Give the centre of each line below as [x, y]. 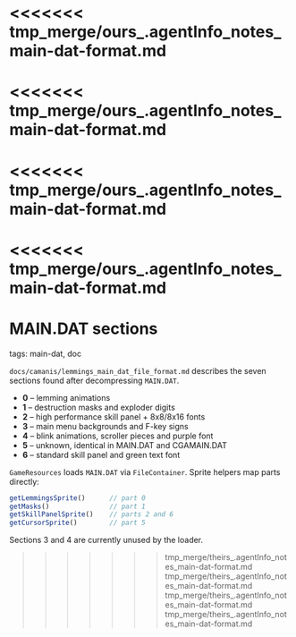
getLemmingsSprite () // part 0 [77, 498]
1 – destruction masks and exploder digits [99, 407]
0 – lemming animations [66, 397]
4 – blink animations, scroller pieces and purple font [118, 436]
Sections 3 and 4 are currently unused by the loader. [106, 540]
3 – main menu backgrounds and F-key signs [106, 426]
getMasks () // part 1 [77, 506]
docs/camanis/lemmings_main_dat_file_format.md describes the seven [138, 370]
